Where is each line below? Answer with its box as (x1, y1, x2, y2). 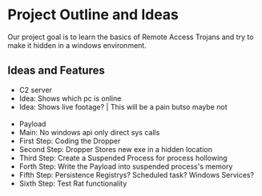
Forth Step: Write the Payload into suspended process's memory (18, 162, 233, 171)
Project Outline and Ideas (7, 6, 179, 24)
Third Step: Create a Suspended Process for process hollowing (18, 153, 228, 162)
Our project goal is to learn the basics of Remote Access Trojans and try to (7, 32, 254, 42)
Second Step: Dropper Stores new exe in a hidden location (18, 144, 213, 154)
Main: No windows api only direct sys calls (18, 127, 160, 137)
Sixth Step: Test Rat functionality (18, 178, 127, 188)
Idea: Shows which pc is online (18, 94, 122, 103)
